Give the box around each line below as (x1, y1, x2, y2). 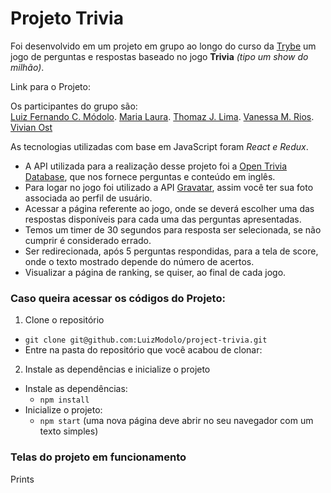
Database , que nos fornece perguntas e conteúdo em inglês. (24, 170, 276, 182)
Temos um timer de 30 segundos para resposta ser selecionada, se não (24, 223, 322, 236)
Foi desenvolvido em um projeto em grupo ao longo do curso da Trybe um (10, 40, 317, 52)
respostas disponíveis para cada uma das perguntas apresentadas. (24, 213, 302, 225)
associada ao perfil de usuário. (24, 192, 153, 204)
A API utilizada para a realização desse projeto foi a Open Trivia (24, 160, 288, 172)
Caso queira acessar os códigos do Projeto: (10, 291, 226, 305)
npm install (39, 395, 90, 406)
